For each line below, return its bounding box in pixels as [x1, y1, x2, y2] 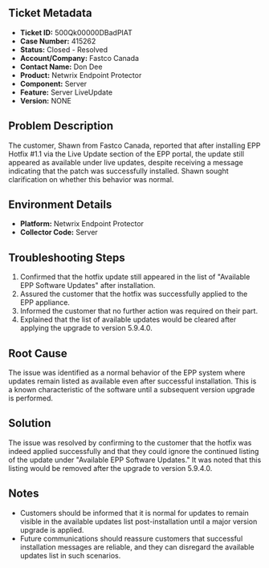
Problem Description [8, 120, 114, 133]
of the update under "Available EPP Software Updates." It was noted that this [8, 455, 262, 465]
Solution [8, 416, 51, 430]
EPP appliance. [19, 298, 71, 307]
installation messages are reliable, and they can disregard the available [19, 542, 255, 552]
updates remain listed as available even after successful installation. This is [8, 376, 257, 386]
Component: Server [19, 79, 88, 88]
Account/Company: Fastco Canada [19, 53, 139, 63]
